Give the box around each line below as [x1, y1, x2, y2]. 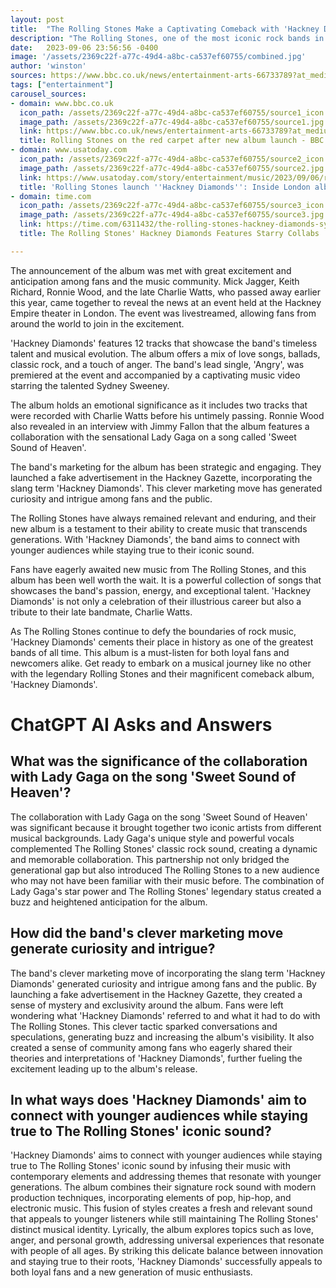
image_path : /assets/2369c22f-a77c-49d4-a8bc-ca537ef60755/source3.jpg [19, 210, 325, 220]
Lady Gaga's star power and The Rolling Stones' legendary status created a [10, 885, 322, 897]
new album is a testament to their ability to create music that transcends [10, 522, 308, 535]
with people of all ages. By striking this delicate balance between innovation [10, 1245, 323, 1257]
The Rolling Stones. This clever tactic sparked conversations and [10, 1020, 278, 1032]
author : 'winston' [10, 61, 87, 71]
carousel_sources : [10, 89, 87, 99]
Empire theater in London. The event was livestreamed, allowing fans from [10, 307, 317, 319]
